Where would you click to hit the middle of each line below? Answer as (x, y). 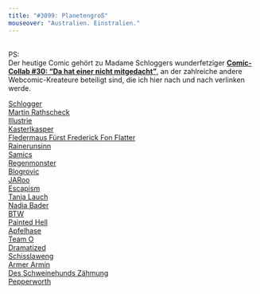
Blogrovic (24, 171)
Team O (21, 239)
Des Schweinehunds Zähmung (58, 272)
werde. (20, 88)
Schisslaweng (31, 256)
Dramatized (27, 247)
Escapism (24, 188)
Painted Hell (28, 222)
